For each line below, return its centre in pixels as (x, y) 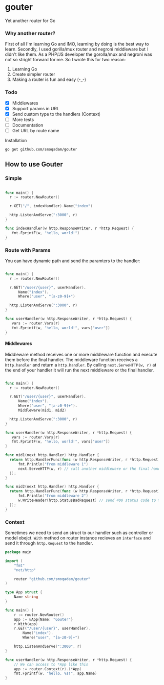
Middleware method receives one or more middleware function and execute (81, 354)
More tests (23, 120)
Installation (16, 140)
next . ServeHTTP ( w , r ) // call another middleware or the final (84, 469)
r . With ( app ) (26, 624)
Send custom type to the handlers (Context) (56, 114)
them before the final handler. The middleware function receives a (72, 360)
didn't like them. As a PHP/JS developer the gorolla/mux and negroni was (79, 54)
